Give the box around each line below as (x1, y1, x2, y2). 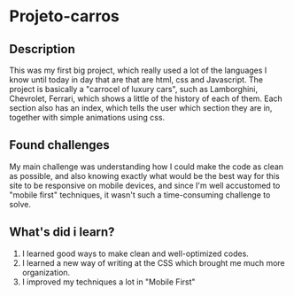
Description (9, 42, 75, 57)
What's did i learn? (9, 224, 115, 240)
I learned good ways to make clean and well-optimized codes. (21, 248, 250, 259)
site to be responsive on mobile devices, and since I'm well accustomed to (9, 180, 281, 191)
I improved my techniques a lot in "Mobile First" (21, 277, 197, 287)
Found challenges (9, 137, 111, 152)
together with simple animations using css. (9, 113, 166, 122)
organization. (21, 267, 71, 277)
